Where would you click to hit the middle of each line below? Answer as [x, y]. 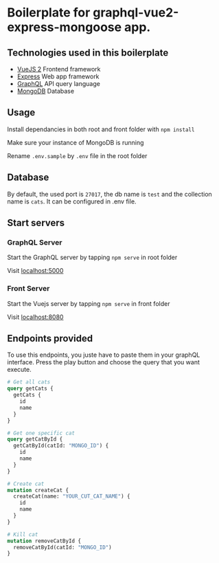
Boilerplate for [49, 13]
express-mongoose [65, 27]
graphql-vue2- [136, 13]
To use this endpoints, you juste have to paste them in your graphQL [104, 355]
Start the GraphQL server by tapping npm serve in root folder [92, 257]
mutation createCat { [38, 490]
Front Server [28, 289]
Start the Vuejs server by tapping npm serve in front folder [89, 303]
